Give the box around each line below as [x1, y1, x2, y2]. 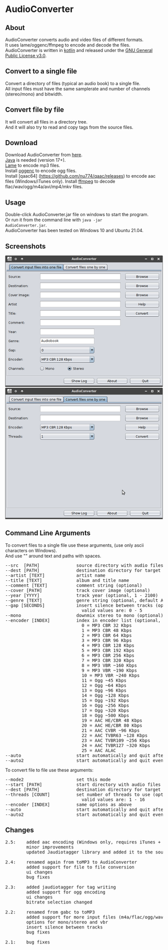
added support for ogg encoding [26, 889, 106, 895]
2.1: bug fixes [5, 939, 50, 945]
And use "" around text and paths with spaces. [5, 553, 101, 559]
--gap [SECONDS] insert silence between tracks [5, 602, 153, 608]
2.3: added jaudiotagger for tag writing [5, 884, 116, 890]
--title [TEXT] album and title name [5, 577, 129, 583]
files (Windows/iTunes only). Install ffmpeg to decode [5, 179, 115, 185]
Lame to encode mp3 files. [5, 163, 60, 169]
